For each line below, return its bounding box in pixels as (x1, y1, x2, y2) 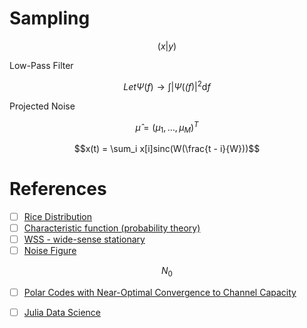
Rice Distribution (23, 210, 93, 222)
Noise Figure (23, 245, 77, 257)
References (9, 178, 107, 201)
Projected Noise (9, 100, 76, 112)
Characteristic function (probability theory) (23, 222, 201, 234)
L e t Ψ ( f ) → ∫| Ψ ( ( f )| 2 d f (123, 78, 211, 92)
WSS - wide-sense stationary (23, 233, 146, 246)
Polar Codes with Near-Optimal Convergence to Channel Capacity (23, 287, 297, 299)
